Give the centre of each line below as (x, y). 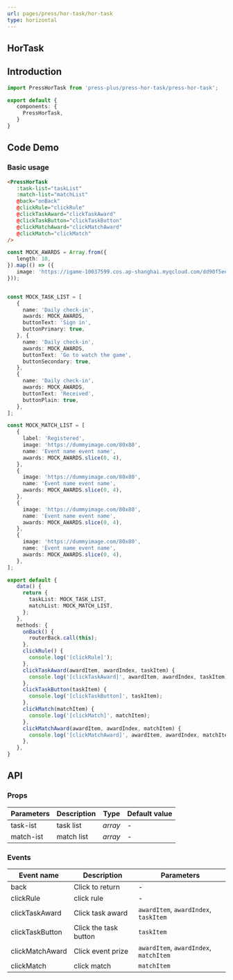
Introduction (35, 72)
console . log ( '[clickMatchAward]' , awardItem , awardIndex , (114, 735)
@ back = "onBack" (38, 201)
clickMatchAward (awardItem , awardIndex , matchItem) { (102, 728)
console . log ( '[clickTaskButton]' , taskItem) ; (96, 696)
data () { (29, 586)
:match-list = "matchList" (52, 195)
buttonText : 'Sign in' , (57, 323)
